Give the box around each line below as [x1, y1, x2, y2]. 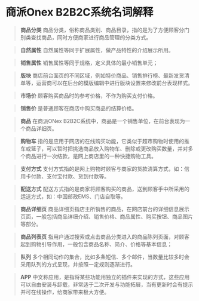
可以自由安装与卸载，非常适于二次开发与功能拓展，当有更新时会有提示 [20, 281, 194, 288]
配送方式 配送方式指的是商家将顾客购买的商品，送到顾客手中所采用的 [20, 185, 189, 192]
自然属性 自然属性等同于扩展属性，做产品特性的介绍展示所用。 [20, 46, 174, 54]
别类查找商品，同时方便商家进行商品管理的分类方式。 [20, 33, 152, 41]
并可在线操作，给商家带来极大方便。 [20, 288, 110, 296]
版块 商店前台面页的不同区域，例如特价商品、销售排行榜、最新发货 [20, 72, 185, 79]
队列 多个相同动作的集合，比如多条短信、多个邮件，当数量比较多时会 [20, 253, 189, 260]
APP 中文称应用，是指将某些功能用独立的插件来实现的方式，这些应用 [20, 273, 190, 281]
